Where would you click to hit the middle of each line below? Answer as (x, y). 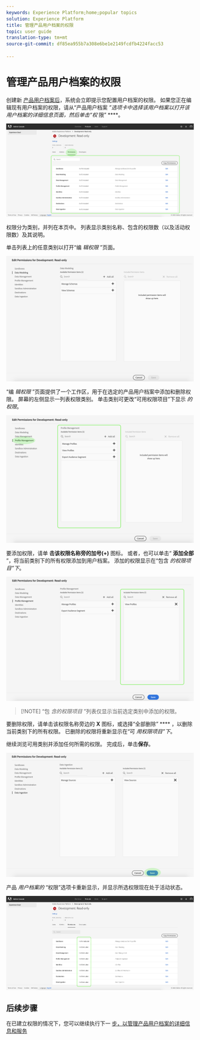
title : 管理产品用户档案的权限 (40, 25)
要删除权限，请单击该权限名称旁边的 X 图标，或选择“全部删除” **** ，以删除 (99, 724)
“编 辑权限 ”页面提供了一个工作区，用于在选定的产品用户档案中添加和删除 (96, 391)
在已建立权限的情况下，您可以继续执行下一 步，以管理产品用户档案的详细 (96, 1023)
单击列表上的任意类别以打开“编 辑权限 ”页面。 (62, 247)
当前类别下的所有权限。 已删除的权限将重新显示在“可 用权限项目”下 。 (91, 732)
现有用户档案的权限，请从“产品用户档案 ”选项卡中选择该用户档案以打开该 (100, 107)
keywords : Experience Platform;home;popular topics (71, 13)
